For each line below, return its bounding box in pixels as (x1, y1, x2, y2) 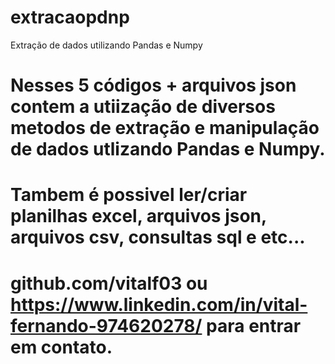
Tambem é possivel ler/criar (10, 184, 248, 206)
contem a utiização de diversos (10, 96, 276, 118)
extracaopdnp (10, 6, 130, 29)
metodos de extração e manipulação (10, 117, 320, 140)
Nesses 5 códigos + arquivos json (10, 74, 297, 97)
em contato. (10, 336, 113, 358)
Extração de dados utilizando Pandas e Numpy (10, 39, 203, 51)
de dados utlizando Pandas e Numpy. (10, 138, 326, 161)
